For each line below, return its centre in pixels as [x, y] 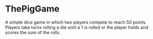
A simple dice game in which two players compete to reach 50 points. [76, 22]
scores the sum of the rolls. [33, 32]
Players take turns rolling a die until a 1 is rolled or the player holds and [77, 27]
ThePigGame [32, 9]
